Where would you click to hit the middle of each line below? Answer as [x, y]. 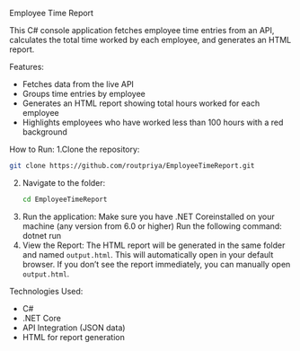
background [44, 132]
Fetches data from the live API [78, 84]
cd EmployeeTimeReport [65, 199]
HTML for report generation [74, 337]
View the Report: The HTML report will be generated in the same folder [154, 245]
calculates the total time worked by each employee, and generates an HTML [150, 40]
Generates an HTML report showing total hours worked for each [141, 103]
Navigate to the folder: [64, 182]
